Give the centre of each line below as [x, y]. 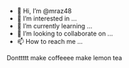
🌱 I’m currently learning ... [55, 26]
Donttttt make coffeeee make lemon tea [64, 58]
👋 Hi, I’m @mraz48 [44, 11]
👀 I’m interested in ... [47, 18]
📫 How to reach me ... [50, 41]
